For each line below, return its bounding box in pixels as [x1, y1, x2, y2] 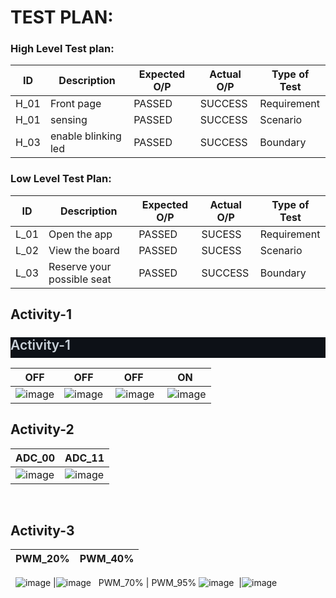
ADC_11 [64, 451, 105, 465]
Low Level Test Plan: [10, 172, 112, 186]
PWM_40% [79, 552, 135, 566]
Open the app [48, 227, 113, 241]
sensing [49, 113, 88, 127]
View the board [48, 243, 120, 257]
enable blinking [49, 129, 122, 143]
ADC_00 [15, 451, 56, 465]
